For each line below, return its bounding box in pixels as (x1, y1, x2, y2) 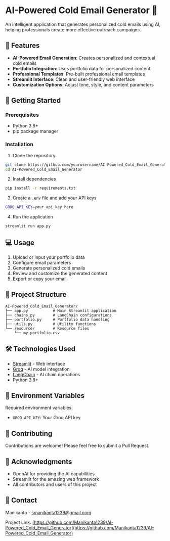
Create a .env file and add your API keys (12, 195, 97, 201)
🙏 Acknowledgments (5, 457, 72, 466)
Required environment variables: (5, 404, 73, 411)
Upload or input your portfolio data (12, 254, 85, 260)
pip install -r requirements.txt (5, 186, 76, 191)
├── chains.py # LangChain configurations (5, 312, 112, 318)
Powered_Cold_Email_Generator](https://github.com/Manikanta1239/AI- (5, 524, 154, 530)
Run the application (12, 214, 53, 220)
